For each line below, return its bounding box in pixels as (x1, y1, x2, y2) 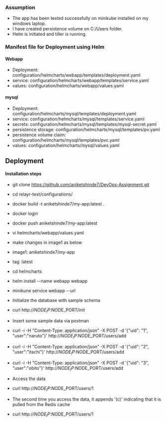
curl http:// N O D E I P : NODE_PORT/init (12, 307, 85, 315)
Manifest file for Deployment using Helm (5, 44, 105, 51)
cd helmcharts (12, 268, 42, 275)
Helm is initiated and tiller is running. (12, 31, 87, 37)
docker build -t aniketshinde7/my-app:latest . (12, 201, 105, 207)
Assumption (5, 4, 36, 11)
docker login (12, 211, 38, 216)
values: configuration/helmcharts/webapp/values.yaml (12, 83, 124, 89)
